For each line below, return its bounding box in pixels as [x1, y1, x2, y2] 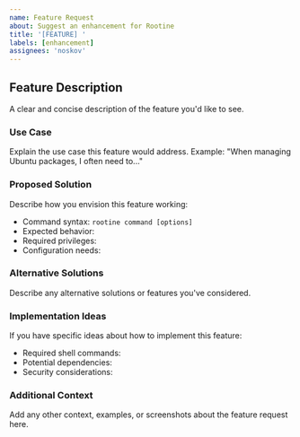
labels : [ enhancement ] [9, 38, 94, 48]
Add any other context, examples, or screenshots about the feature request [9, 409, 288, 420]
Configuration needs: [22, 244, 101, 256]
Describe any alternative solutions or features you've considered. [9, 287, 251, 298]
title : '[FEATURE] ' [9, 30, 87, 39]
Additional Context [9, 389, 93, 402]
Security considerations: [22, 367, 114, 378]
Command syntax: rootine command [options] [22, 216, 193, 227]
